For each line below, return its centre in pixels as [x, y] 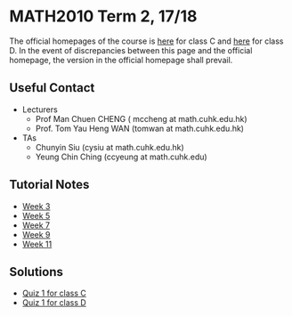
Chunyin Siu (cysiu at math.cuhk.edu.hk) [109, 147]
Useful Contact [52, 88]
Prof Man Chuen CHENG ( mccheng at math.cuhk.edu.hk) [141, 118]
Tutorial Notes [49, 185]
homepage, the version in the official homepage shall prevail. [121, 60]
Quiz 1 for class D [54, 303]
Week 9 [36, 234]
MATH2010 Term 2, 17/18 [103, 16]
